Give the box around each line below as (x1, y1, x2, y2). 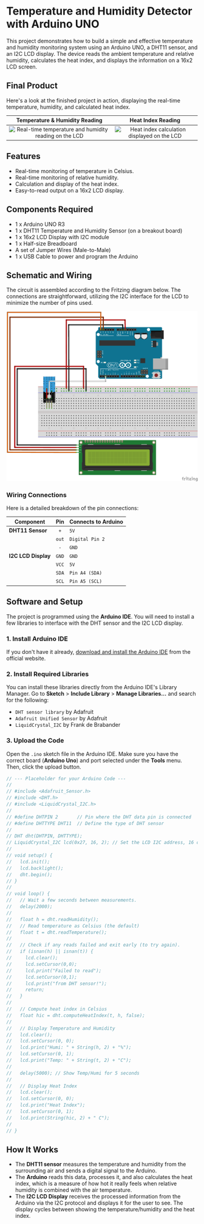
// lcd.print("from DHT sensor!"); (6, 981, 107, 987)
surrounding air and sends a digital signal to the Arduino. (15, 1167, 157, 1174)
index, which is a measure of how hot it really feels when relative (15, 1180, 177, 1188)
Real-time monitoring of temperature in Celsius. (15, 167, 134, 174)
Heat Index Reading (129, 117, 181, 124)
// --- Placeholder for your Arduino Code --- (6, 775, 126, 781)
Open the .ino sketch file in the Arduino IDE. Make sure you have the (6, 750, 178, 757)
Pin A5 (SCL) (69, 579, 103, 585)
